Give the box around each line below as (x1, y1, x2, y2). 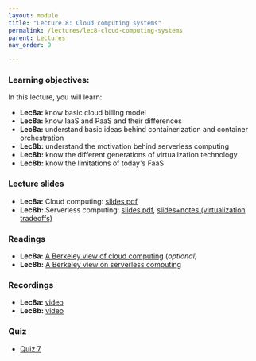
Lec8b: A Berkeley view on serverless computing (19, 260, 181, 270)
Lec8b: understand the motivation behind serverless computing (19, 142, 229, 151)
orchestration (19, 133, 64, 143)
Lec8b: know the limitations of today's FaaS (19, 158, 165, 168)
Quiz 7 (19, 344, 41, 354)
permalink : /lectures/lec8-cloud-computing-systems (8, 26, 183, 34)
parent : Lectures (8, 33, 66, 42)
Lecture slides (8, 178, 64, 189)
